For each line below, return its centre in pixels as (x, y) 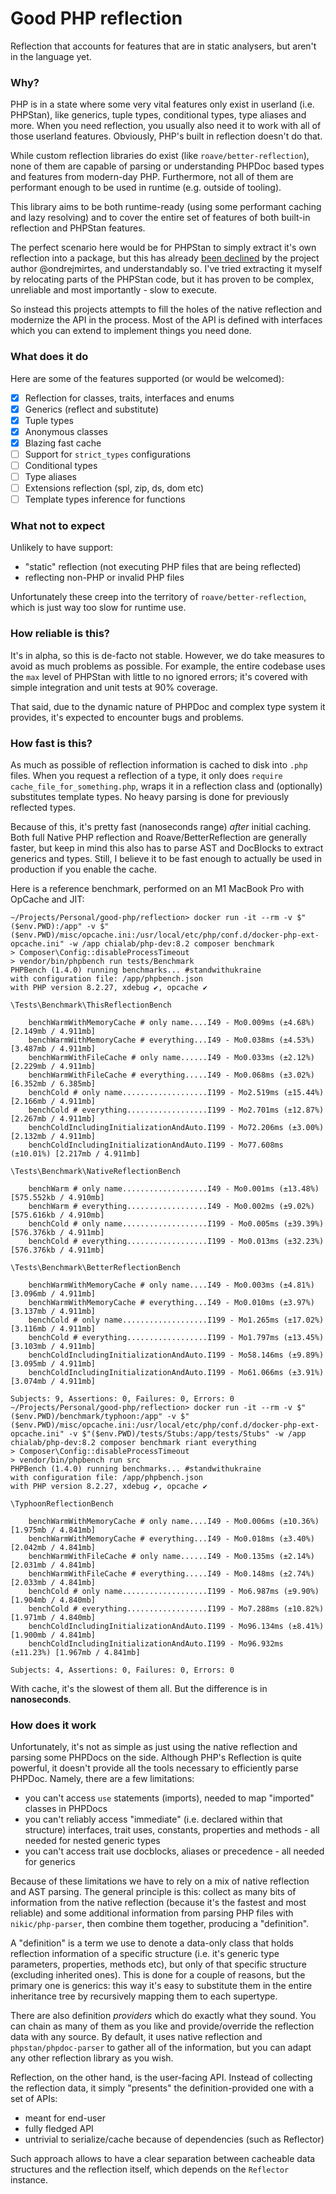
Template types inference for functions (105, 499)
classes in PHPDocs (66, 1809)
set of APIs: (34, 2099)
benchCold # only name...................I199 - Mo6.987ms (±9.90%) (174, 1592)
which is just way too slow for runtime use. (98, 608)
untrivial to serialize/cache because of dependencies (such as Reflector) (174, 2139)
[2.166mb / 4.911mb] (53, 1102)
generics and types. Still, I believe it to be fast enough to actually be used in (166, 859)
